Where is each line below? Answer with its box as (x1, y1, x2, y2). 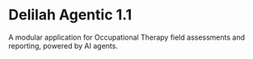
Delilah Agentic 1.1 (8, 6, 132, 24)
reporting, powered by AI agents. (8, 40, 119, 50)
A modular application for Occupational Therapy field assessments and (8, 32, 245, 42)
